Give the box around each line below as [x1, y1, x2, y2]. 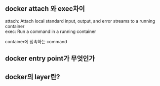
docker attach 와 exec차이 [5, 4, 85, 13]
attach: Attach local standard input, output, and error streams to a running [5, 18, 156, 24]
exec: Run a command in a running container [5, 29, 96, 34]
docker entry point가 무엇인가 [5, 55, 95, 63]
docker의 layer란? [5, 73, 60, 81]
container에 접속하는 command [5, 38, 68, 44]
